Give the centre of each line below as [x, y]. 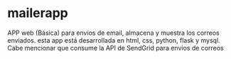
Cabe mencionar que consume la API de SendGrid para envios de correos [116, 48]
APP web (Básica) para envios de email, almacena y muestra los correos [113, 33]
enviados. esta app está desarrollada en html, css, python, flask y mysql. [114, 40]
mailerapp [38, 13]
